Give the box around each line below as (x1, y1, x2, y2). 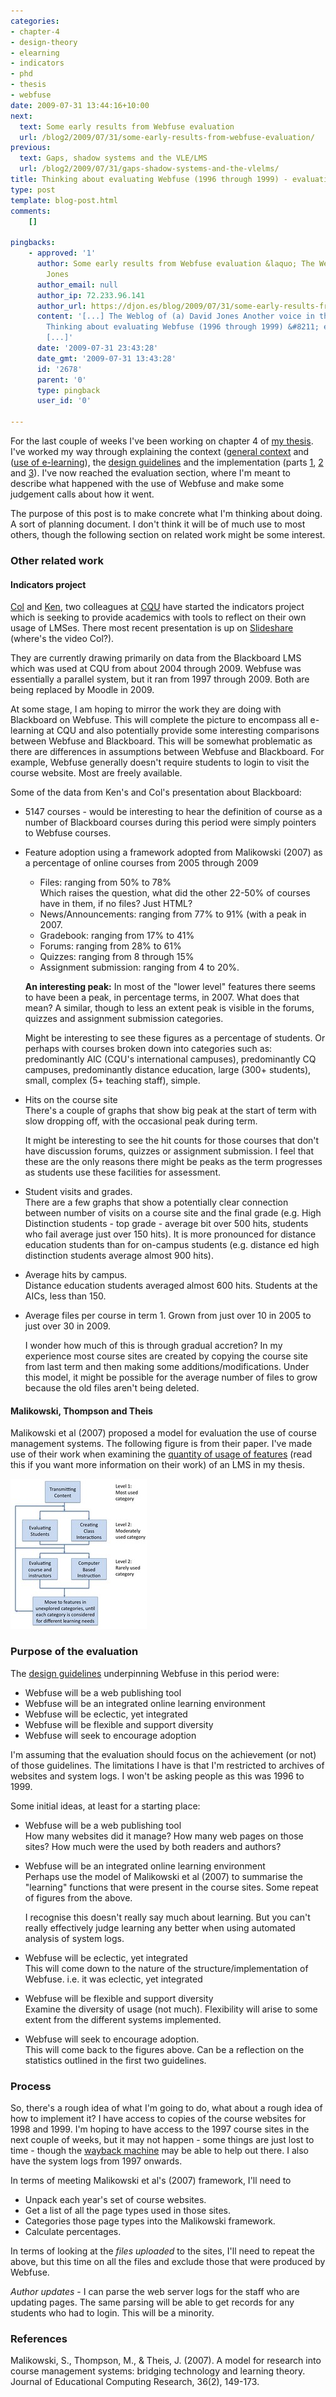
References (10, 2331, 68, 2345)
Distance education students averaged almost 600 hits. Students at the (24, 1280, 318, 1292)
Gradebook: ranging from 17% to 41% (39, 930, 195, 942)
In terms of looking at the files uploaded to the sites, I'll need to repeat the (10, 2245, 315, 2257)
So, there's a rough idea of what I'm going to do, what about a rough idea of (10, 2101, 323, 2114)
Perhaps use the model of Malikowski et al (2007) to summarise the (24, 1870, 303, 1882)
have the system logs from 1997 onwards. (10, 2155, 183, 2167)
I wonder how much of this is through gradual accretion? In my (24, 1340, 283, 1352)
